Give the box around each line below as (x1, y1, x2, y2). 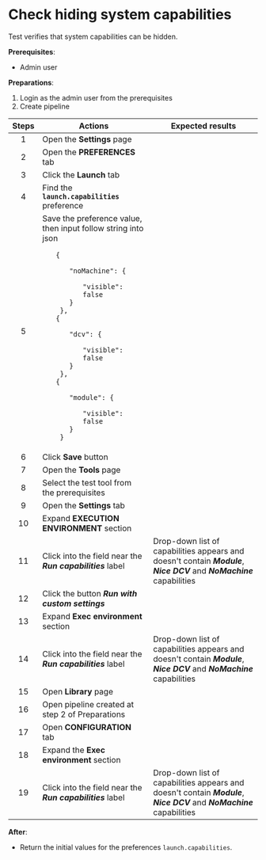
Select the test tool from (42, 477, 132, 488)
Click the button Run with (42, 588, 138, 599)
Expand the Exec (42, 744, 105, 755)
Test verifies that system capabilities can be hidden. (8, 32, 178, 41)
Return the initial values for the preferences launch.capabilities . (19, 842, 233, 852)
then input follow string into (42, 223, 144, 234)
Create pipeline (19, 101, 70, 111)
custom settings (42, 598, 105, 609)
